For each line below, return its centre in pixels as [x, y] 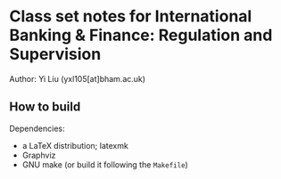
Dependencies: [37, 128]
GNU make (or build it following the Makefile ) [105, 164]
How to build [45, 107]
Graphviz [39, 155]
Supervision [55, 54]
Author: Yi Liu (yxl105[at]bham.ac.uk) [77, 78]
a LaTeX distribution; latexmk [75, 145]
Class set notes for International [131, 16]
